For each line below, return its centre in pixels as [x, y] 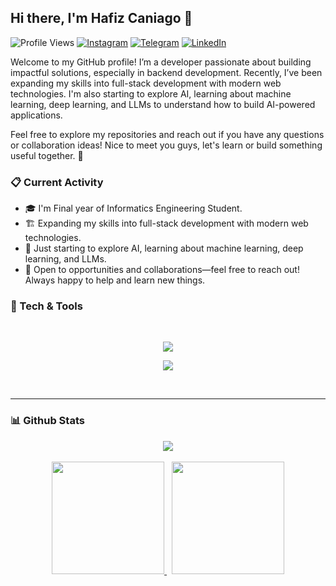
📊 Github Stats [47, 421]
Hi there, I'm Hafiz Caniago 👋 [101, 18]
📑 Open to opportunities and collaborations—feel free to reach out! [162, 270]
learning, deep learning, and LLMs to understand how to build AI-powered [163, 104]
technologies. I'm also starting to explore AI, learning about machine [151, 93]
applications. [36, 115]
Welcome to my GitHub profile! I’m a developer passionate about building [161, 62]
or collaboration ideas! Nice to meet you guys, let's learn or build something [166, 145]
